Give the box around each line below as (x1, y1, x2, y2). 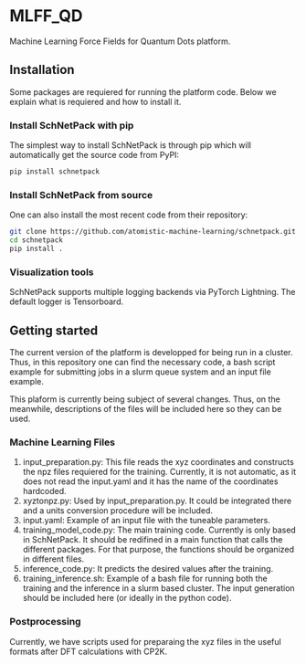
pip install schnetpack (9, 167, 100, 176)
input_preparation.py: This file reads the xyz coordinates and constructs (22, 457, 294, 468)
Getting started (9, 322, 99, 338)
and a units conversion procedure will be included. (22, 505, 213, 516)
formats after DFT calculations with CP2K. (9, 646, 167, 657)
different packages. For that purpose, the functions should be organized (22, 544, 295, 555)
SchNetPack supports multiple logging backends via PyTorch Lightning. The (9, 287, 296, 298)
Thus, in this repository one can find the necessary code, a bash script (9, 356, 276, 367)
